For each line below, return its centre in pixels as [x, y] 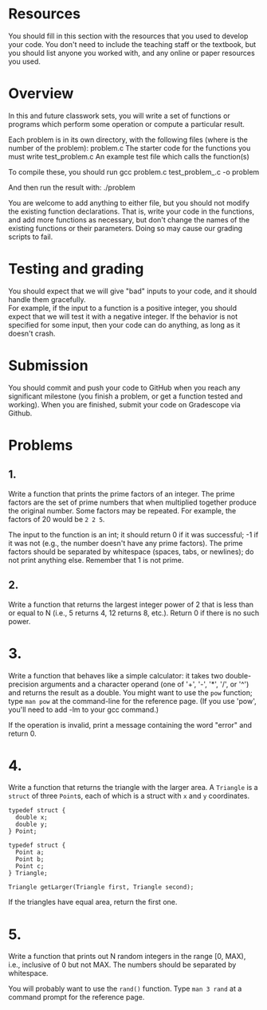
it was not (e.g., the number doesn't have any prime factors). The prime [126, 543]
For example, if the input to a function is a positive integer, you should [123, 308]
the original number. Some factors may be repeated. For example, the [122, 510]
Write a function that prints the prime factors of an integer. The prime [122, 493]
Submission [49, 365]
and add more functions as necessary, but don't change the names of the [129, 219]
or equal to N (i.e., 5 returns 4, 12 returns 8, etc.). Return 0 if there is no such [134, 613]
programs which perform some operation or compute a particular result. [127, 124]
